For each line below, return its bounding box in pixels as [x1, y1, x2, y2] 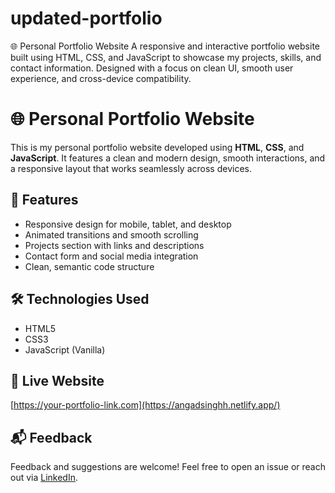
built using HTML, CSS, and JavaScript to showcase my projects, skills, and [10, 51, 322, 63]
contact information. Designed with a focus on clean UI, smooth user [10, 62, 294, 74]
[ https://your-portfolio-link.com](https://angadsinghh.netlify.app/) [10, 399, 281, 411]
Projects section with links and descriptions [24, 239, 205, 251]
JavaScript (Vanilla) [24, 343, 106, 356]
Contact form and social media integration [24, 250, 199, 262]
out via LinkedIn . [10, 472, 79, 484]
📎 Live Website [10, 372, 105, 389]
